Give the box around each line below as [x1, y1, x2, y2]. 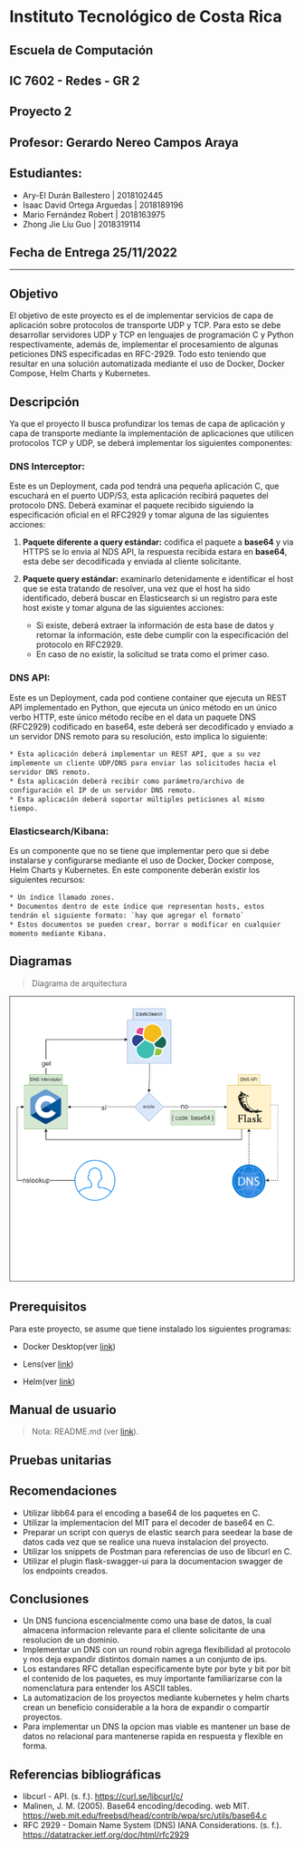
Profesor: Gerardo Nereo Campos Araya [9, 134, 240, 150]
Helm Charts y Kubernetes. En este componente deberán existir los [9, 864, 261, 876]
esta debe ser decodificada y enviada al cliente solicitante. [22, 556, 242, 567]
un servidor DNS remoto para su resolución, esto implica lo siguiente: [9, 731, 269, 741]
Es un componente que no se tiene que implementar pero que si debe [9, 845, 270, 856]
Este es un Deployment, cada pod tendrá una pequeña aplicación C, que [9, 480, 280, 491]
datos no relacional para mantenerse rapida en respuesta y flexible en [22, 1731, 283, 1742]
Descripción [9, 394, 80, 410]
